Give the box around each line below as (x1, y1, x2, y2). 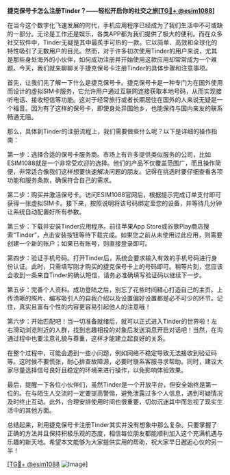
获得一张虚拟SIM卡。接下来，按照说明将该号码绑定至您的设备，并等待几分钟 (7, 199, 222, 207)
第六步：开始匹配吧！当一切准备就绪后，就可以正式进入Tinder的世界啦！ (7, 318, 212, 325)
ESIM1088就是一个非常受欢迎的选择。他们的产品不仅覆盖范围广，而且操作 (7, 159, 216, 167)
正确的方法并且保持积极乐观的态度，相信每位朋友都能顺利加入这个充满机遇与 (7, 429, 223, 437)
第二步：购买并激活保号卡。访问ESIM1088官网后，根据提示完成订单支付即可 (7, 191, 221, 198)
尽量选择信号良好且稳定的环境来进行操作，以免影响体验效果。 (12, 366, 187, 374)
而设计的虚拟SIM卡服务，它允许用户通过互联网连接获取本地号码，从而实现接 (7, 87, 222, 95)
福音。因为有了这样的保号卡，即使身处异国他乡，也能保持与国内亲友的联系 (12, 104, 223, 112)
